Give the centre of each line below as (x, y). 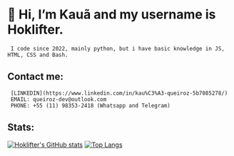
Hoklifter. (36, 30)
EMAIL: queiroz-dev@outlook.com (58, 99)
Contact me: (36, 77)
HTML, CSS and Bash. (38, 55)
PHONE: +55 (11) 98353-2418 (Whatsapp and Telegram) (91, 105)
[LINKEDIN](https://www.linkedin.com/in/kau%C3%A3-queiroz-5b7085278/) (119, 93)
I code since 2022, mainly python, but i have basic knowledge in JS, (117, 48)
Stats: (21, 128)
